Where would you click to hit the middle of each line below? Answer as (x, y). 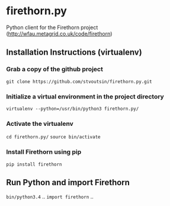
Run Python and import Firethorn (68, 182)
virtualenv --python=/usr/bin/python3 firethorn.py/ (73, 109)
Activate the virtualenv (40, 123)
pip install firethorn (34, 164)
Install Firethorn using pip (44, 152)
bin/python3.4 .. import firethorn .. (50, 197)
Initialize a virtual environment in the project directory (85, 96)
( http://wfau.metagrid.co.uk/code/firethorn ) (59, 33)
